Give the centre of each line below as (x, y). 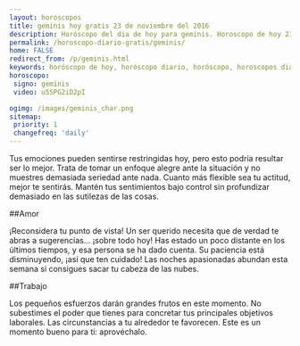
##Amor (25, 214)
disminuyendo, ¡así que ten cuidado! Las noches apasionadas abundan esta (149, 259)
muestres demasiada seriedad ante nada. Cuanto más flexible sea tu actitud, (150, 177)
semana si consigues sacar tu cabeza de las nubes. (104, 269)
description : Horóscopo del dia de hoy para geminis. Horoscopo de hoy (145, 34)
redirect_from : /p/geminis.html (69, 59)
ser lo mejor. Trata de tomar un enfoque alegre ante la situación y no (135, 168)
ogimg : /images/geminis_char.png (71, 108)
